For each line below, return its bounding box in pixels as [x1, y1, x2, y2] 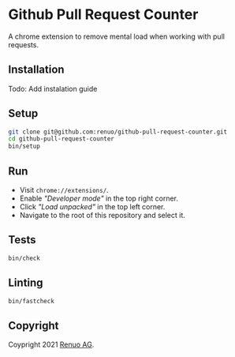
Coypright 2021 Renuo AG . [8, 340, 95, 349]
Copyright [8, 318, 59, 333]
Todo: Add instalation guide [8, 84, 98, 93]
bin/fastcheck [8, 297, 55, 305]
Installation [8, 63, 65, 77]
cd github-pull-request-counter [8, 135, 114, 143]
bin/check [8, 254, 41, 262]
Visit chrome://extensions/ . [19, 186, 109, 194]
